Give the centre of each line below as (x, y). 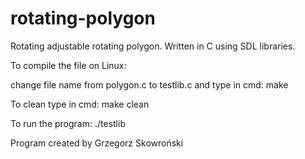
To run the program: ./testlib (68, 123)
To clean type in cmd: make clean (80, 104)
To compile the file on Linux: (68, 65)
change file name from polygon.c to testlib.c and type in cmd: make (149, 84)
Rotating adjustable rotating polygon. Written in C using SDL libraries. (153, 46)
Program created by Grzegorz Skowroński (97, 143)
